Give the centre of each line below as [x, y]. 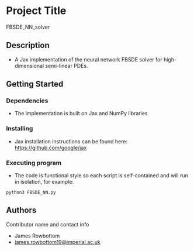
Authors [21, 210]
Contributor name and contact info [48, 224]
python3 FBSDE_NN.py [31, 192]
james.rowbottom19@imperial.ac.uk [57, 242]
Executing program [34, 163]
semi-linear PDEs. [67, 66]
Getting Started [35, 84]
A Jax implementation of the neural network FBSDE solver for [88, 59]
